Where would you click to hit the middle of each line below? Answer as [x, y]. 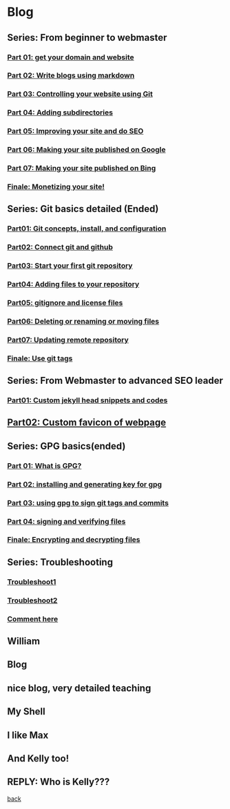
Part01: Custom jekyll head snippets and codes [87, 400]
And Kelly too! [38, 758]
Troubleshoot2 [32, 600]
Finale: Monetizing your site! [56, 186]
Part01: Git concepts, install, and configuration [87, 228]
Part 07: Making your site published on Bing [82, 168]
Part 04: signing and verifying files [66, 521]
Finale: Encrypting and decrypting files [74, 540]
